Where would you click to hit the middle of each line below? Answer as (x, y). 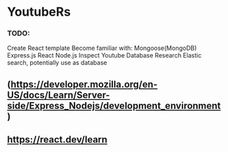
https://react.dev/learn (57, 140)
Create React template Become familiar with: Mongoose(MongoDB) (102, 48)
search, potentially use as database (57, 63)
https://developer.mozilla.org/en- (84, 84)
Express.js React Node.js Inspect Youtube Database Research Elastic (104, 55)
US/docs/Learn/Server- (59, 95)
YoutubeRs (39, 12)
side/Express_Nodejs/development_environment (114, 106)
